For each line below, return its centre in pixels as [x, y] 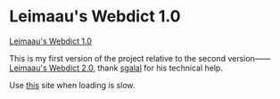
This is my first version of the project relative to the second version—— [140, 58]
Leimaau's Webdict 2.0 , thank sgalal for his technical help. [116, 68]
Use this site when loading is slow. [72, 85]
